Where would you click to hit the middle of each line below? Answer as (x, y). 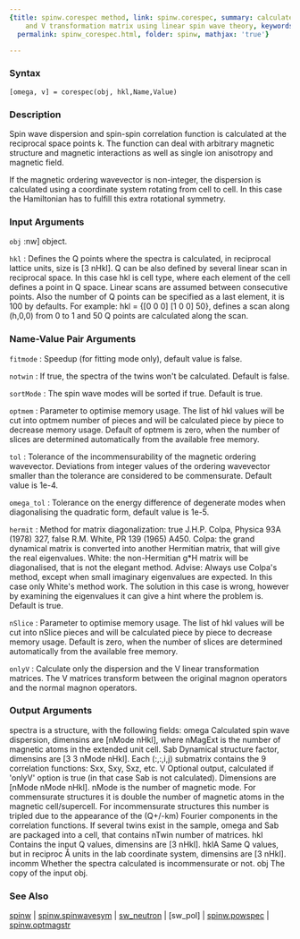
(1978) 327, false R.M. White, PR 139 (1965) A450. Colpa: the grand (132, 539)
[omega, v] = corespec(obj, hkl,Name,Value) (93, 92)
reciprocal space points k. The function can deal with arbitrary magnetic (142, 143)
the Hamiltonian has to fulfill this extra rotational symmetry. (117, 199)
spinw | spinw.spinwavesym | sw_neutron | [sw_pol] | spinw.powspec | (139, 916)
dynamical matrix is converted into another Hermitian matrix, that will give (145, 548)
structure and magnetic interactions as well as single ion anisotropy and (142, 152)
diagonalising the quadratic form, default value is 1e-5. (109, 512)
